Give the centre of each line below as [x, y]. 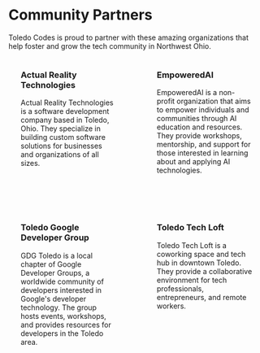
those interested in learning [203, 153]
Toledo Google [50, 228]
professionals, [181, 288]
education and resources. [200, 127]
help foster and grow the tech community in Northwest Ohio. [110, 46]
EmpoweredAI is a [187, 93]
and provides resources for [66, 325]
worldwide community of [62, 281]
